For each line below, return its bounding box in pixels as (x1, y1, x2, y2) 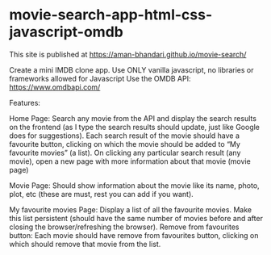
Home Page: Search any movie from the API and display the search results (9, 113, 257, 123)
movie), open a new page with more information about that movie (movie (9, 156, 251, 166)
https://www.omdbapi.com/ (9, 82, 101, 92)
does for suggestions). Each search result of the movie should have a (9, 131, 240, 140)
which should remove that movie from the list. (9, 239, 161, 249)
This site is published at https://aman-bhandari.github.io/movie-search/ (9, 49, 247, 59)
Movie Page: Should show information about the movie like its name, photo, (9, 180, 261, 190)
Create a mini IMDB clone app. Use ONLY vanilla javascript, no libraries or (9, 65, 254, 74)
